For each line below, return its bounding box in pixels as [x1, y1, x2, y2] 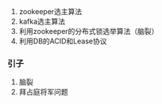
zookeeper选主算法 [18, 7, 83, 16]
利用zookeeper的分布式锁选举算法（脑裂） [18, 27, 159, 35]
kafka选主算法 [18, 17, 66, 26]
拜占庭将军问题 [18, 87, 68, 97]
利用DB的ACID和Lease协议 [18, 36, 107, 46]
